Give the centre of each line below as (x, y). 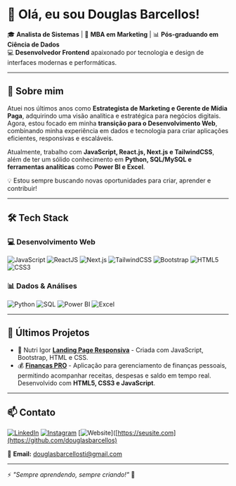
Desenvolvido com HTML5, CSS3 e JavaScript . (86, 382)
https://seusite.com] (147, 433)
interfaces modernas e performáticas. (62, 62)
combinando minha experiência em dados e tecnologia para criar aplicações (118, 130)
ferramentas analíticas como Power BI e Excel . (76, 167)
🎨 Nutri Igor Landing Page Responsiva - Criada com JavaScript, (110, 350)
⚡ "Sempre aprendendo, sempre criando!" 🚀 (71, 475)
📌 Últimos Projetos (48, 333)
